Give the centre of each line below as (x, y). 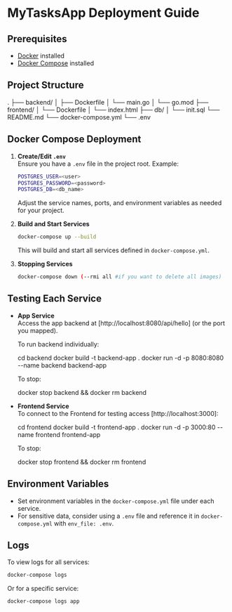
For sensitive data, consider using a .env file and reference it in (108, 516)
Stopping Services (45, 264)
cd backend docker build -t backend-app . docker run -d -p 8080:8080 (121, 358)
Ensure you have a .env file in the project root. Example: (98, 164)
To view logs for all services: (48, 562)
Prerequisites (37, 39)
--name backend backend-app (62, 365)
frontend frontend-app (68, 434)
